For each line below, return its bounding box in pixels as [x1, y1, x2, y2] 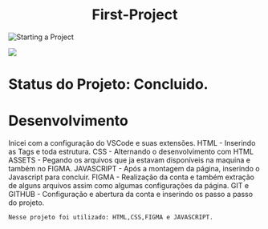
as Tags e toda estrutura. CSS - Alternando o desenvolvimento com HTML [8, 147, 254, 157]
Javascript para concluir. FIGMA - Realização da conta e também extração [8, 172, 255, 182]
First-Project [91, 6, 178, 24]
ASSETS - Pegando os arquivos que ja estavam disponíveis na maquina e [8, 155, 251, 165]
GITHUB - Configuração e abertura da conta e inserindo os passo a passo [8, 190, 254, 199]
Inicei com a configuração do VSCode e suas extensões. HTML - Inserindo [8, 139, 256, 148]
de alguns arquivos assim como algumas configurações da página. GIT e [8, 181, 250, 191]
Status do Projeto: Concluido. [8, 75, 209, 94]
